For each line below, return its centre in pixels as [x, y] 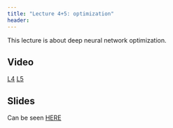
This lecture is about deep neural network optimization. [87, 40]
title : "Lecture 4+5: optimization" [61, 14]
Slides [21, 101]
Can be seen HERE [34, 118]
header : [19, 20]
